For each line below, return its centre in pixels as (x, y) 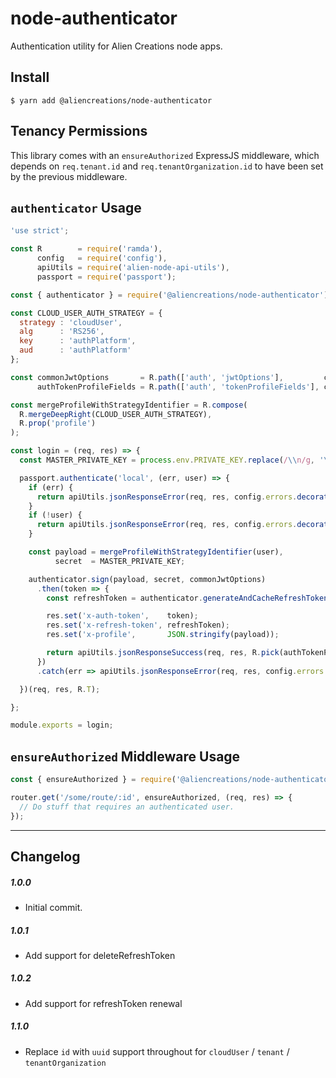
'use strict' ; (40, 231)
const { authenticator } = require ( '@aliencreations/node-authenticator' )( (171, 295)
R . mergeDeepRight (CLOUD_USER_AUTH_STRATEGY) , (116, 414)
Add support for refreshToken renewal (103, 1003)
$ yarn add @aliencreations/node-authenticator (111, 100)
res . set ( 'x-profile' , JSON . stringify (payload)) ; (163, 635)
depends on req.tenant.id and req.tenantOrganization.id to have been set (167, 166)
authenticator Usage (76, 207)
